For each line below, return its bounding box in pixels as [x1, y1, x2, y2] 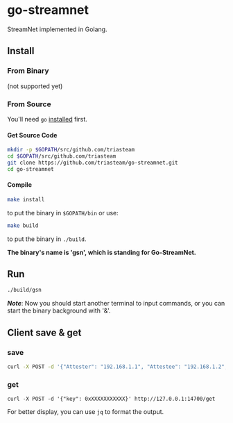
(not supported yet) [7, 82, 63, 90]
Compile [7, 181, 33, 189]
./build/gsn [7, 287, 42, 294]
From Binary [7, 66, 50, 76]
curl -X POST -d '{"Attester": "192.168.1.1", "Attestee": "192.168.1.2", [7, 363, 228, 370]
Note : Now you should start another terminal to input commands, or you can [7, 299, 225, 308]
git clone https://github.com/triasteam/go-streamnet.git [7, 159, 178, 166]
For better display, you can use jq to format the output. [7, 408, 164, 416]
